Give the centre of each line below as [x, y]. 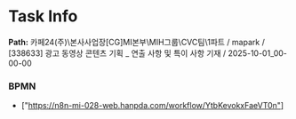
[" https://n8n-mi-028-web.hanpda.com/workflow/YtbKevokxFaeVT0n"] [152, 106]
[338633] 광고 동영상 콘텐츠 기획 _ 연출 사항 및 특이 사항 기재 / [117, 53]
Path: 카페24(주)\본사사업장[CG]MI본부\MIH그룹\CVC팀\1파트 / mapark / [137, 42]
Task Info [43, 16]
